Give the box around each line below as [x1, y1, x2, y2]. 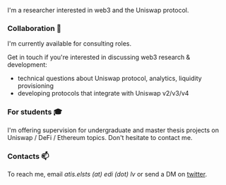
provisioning [17, 82, 54, 90]
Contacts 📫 [7, 151, 49, 161]
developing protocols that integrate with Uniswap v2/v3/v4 [17, 89, 189, 98]
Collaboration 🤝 [7, 23, 62, 33]
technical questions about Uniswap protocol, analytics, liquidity [17, 74, 203, 83]
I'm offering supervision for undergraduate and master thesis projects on [7, 126, 220, 134]
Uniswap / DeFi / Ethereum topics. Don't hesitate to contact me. [7, 133, 193, 141]
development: [7, 60, 47, 69]
